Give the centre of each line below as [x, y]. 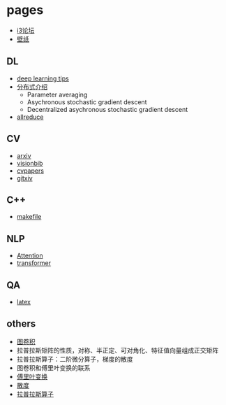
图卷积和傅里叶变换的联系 [53, 368]
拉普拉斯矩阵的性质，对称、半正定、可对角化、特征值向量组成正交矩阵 [118, 350]
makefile [29, 217]
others [21, 324]
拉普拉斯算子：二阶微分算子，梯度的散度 [75, 359]
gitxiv [24, 178]
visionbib [30, 163]
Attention [30, 256]
